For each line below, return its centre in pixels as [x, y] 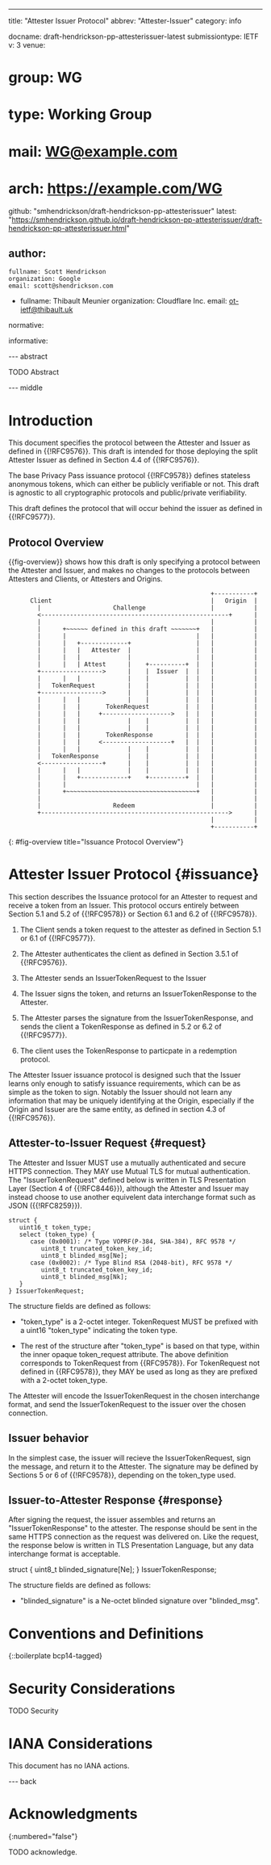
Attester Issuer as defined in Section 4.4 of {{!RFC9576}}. [104, 460]
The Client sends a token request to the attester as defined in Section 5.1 [140, 930]
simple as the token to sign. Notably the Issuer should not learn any [120, 1092]
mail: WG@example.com [93, 151]
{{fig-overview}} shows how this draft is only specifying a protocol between [134, 562]
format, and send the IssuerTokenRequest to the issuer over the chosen [127, 1404]
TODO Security [33, 1711]
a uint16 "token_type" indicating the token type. [99, 1330]
